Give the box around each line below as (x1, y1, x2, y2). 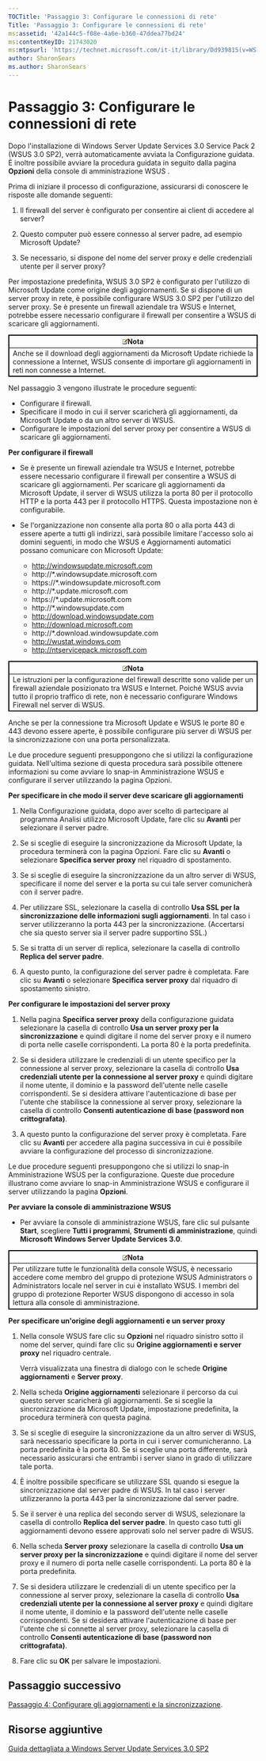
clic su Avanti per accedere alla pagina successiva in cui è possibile (19, 1138, 243, 1148)
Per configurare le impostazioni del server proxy (8, 999, 171, 1009)
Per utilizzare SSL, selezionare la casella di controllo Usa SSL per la (19, 903, 240, 913)
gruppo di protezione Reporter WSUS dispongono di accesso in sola (13, 1290, 235, 1299)
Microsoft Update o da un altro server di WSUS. (19, 416, 176, 425)
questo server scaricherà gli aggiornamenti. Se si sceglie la (19, 1395, 214, 1405)
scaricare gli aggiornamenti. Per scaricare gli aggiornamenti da (19, 480, 226, 490)
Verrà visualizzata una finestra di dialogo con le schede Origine (19, 1363, 228, 1373)
